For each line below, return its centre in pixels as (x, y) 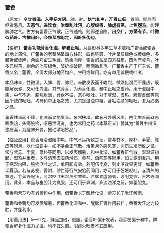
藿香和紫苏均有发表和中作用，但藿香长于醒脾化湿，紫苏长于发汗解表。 (76, 193)
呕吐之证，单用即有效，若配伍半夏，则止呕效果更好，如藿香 (99, 164)
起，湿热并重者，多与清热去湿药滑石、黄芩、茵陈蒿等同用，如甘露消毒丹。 (80, 158)
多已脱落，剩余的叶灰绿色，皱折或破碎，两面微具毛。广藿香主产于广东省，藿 (82, 66)
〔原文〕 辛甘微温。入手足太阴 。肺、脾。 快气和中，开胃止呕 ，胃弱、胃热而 (81, 19)
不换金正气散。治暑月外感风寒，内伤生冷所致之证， (107, 146)
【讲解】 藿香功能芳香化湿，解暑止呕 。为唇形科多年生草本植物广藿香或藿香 (81, 48)
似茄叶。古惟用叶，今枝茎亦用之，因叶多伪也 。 (52, 38)
